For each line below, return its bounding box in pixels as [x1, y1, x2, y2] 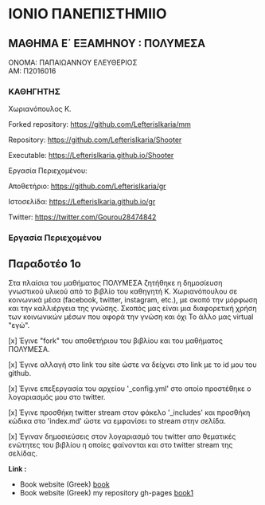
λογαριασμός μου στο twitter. [8, 393, 106, 402]
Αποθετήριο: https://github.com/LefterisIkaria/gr [8, 181, 166, 191]
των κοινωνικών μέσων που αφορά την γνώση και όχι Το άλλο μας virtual [8, 312, 254, 322]
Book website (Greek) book [19, 479, 110, 489]
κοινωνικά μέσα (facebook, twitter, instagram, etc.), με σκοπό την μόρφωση [8, 295, 258, 305]
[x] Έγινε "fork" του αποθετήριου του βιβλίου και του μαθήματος [8, 336, 223, 345]
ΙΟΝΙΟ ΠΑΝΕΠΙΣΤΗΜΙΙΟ [8, 5, 167, 23]
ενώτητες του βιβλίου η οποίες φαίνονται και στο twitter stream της [8, 440, 233, 450]
